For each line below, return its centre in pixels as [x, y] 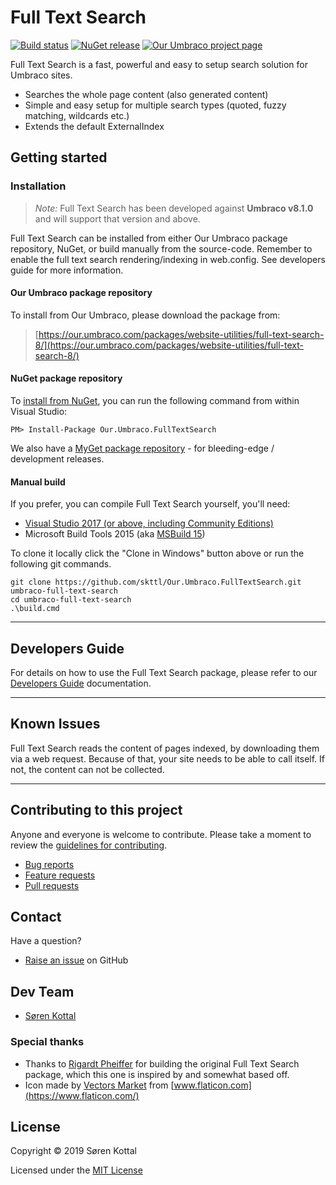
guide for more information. [67, 270]
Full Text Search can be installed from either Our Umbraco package [149, 238]
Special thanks [47, 1042]
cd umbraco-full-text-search [71, 600]
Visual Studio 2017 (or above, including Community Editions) [149, 523]
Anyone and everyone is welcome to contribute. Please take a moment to [161, 834]
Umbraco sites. [41, 75]
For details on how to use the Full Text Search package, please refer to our [164, 673]
